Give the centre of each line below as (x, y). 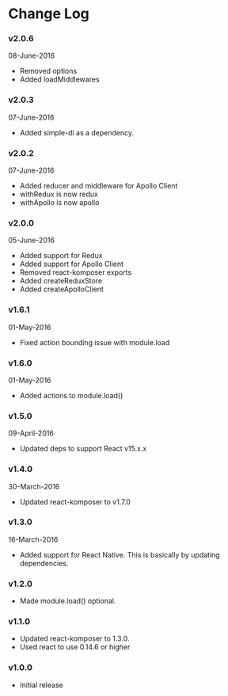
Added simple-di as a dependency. (77, 132)
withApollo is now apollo (59, 203)
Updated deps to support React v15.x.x (83, 449)
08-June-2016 (32, 55)
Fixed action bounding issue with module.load (95, 342)
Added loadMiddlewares (60, 79)
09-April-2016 (31, 433)
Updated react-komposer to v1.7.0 (75, 502)
